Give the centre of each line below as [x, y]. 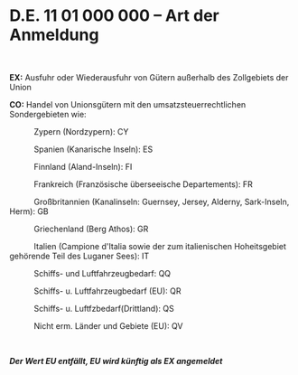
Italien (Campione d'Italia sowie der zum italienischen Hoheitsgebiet [160, 246]
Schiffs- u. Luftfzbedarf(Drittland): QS [104, 308]
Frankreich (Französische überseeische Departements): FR [143, 184]
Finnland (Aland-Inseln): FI [83, 166]
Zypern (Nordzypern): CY [81, 131]
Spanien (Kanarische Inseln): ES [93, 149]
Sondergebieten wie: [48, 114]
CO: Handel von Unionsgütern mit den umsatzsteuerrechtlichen [128, 104]
